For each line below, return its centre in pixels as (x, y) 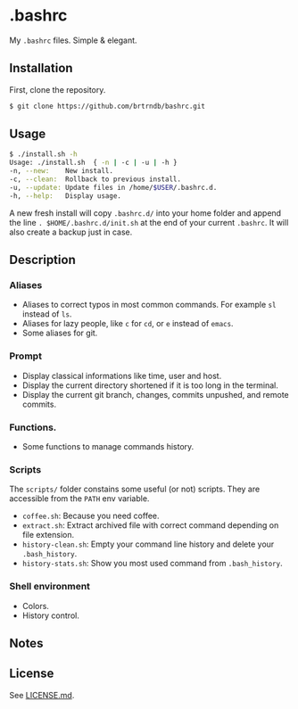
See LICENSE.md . (42, 695)
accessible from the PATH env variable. (79, 499)
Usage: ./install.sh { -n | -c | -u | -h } (93, 163)
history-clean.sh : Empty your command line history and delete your (148, 544)
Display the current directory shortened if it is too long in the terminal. (150, 385)
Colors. (35, 606)
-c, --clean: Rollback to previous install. (95, 179)
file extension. (48, 535)
